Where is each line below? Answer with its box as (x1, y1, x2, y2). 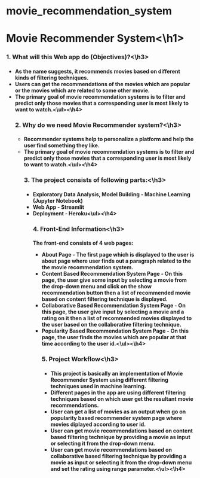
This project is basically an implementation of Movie (50, 370, 183, 377)
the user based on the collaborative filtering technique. (41, 321, 182, 328)
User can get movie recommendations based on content (50, 427, 193, 434)
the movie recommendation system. (41, 264, 134, 271)
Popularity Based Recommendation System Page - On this (41, 327, 189, 334)
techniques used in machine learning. (50, 382, 146, 389)
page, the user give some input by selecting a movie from (41, 276, 187, 284)
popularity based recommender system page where (50, 414, 183, 421)
